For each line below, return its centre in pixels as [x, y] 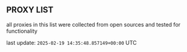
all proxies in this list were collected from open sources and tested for [93, 24]
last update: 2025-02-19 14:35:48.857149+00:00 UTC [72, 42]
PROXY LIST [30, 10]
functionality [22, 31]
